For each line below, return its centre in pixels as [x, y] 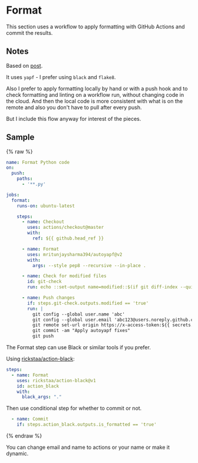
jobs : [13, 195]
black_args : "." [42, 397]
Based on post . [24, 65]
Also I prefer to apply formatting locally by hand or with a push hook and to [97, 88]
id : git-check [44, 282]
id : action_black [38, 386]
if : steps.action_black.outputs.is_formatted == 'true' [87, 425]
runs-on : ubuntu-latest [46, 206]
